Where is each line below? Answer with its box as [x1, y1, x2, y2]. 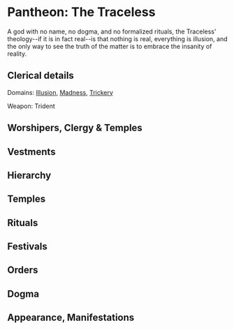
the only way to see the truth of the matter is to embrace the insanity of [7, 42, 212, 50]
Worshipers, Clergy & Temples [7, 122, 143, 134]
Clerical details [7, 70, 75, 82]
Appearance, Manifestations [7, 312, 135, 324]
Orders [7, 264, 38, 276]
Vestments [7, 146, 56, 158]
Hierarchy [7, 169, 52, 181]
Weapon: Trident [7, 102, 56, 110]
